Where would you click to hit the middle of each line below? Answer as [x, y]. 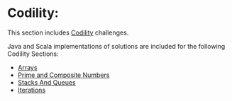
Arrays [27, 67]
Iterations [32, 90]
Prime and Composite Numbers [63, 75]
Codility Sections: [33, 54]
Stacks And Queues [46, 82]
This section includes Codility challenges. [68, 32]
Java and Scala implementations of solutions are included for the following [116, 46]
